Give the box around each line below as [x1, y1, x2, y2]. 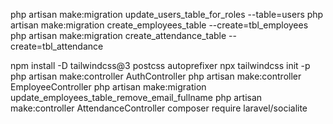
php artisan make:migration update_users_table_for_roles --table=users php [10, 9, 324, 20]
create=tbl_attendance [10, 40, 104, 52]
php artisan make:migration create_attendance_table [10, 30, 227, 41]
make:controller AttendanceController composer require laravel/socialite [10, 102, 308, 114]
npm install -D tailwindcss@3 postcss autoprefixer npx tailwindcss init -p [10, 60, 311, 71]
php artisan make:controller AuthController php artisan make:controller [10, 70, 302, 82]
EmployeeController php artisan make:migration [10, 81, 207, 93]
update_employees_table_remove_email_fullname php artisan [10, 92, 263, 103]
